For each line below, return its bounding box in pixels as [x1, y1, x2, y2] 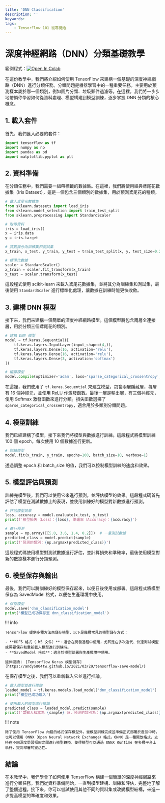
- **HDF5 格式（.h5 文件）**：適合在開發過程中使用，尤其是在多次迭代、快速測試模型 [5, 640, 159, 645]
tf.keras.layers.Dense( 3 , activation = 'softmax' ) [14, 356, 115, 361]
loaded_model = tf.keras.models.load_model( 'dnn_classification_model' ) [5, 688, 157, 693]
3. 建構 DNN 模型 [5, 303, 56, 311]
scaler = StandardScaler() [5, 262, 60, 267]
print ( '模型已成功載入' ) [5, 692, 51, 697]
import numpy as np [5, 145, 45, 150]
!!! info [5, 620, 18, 625]
